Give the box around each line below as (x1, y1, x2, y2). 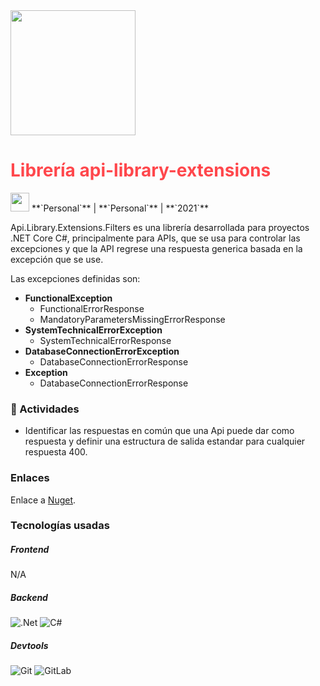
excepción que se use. (10, 253, 104, 265)
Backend (10, 592, 48, 604)
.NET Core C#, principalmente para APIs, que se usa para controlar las (10, 232, 301, 244)
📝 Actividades (10, 402, 80, 416)
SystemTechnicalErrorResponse (39, 334, 172, 346)
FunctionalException (24, 292, 113, 304)
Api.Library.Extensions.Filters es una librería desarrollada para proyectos (10, 221, 310, 233)
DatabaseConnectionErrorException (24, 345, 180, 357)
